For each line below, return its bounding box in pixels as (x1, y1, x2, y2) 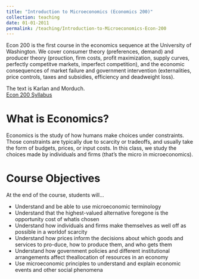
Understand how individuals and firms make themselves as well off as (14, 222, 186, 230)
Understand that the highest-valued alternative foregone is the (14, 209, 169, 216)
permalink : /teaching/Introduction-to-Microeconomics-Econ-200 (6, 25, 167, 32)
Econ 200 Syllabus (6, 91, 52, 98)
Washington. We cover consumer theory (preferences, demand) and (6, 48, 174, 55)
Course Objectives (6, 172, 101, 185)
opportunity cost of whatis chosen (14, 216, 99, 223)
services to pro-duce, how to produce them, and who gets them (14, 241, 173, 248)
